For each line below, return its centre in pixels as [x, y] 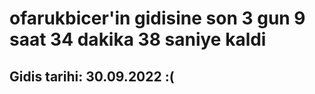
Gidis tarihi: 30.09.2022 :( [92, 76]
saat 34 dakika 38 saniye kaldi [138, 39]
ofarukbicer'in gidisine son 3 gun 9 [157, 18]
